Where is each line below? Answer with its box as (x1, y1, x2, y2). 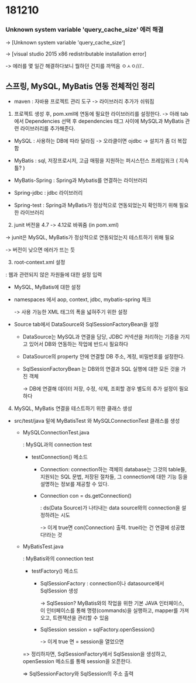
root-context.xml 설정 (13, 258, 66, 266)
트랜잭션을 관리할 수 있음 (52, 615, 109, 622)
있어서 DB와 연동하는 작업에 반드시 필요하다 (29, 340, 129, 348)
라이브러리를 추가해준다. (20, 125, 75, 132)
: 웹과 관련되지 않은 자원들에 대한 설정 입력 (5, 271, 102, 278)
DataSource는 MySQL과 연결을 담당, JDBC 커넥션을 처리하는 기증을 (22, 333, 180, 340)
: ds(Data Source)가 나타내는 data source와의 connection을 (40, 504, 181, 512)
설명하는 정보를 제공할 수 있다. (40, 481, 109, 488)
